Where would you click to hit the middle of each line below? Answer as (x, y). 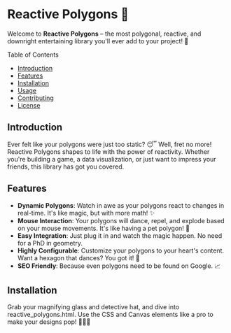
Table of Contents (33, 55)
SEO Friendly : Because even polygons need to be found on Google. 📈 (119, 266)
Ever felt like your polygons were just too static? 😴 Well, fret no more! (110, 144)
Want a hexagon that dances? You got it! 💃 (78, 257)
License (29, 105)
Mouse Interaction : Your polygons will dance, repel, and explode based (121, 220)
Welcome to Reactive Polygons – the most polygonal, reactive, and (104, 34)
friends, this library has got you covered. (66, 166)
